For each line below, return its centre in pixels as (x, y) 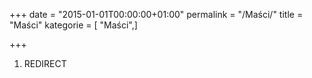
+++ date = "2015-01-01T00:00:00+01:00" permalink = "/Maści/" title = (156, 14)
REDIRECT (45, 63)
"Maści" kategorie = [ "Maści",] (73, 25)
